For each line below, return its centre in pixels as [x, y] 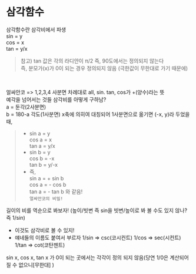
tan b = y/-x [43, 164]
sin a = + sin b [46, 178]
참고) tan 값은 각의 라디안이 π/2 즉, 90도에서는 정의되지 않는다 [92, 61]
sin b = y [40, 152]
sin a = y [40, 133]
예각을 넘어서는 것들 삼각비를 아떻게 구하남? [56, 99]
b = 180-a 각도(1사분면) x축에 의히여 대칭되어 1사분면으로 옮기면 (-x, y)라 [90, 114]
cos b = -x [42, 158]
